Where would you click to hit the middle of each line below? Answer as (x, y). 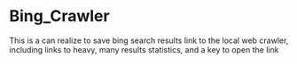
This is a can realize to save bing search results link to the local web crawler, (149, 40)
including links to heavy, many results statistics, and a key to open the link (144, 49)
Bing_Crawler (59, 16)
